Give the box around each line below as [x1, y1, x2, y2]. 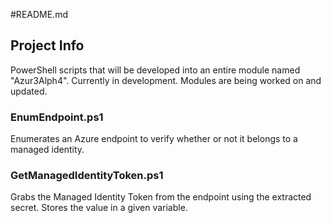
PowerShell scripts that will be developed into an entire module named [10, 64, 301, 76]
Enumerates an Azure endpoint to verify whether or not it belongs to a [10, 133, 298, 145]
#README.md [10, 9, 68, 20]
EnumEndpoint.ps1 [10, 110, 104, 124]
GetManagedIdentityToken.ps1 [10, 169, 164, 183]
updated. [10, 85, 48, 97]
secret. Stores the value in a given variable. [10, 202, 188, 214]
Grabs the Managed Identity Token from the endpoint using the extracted [10, 191, 312, 203]
